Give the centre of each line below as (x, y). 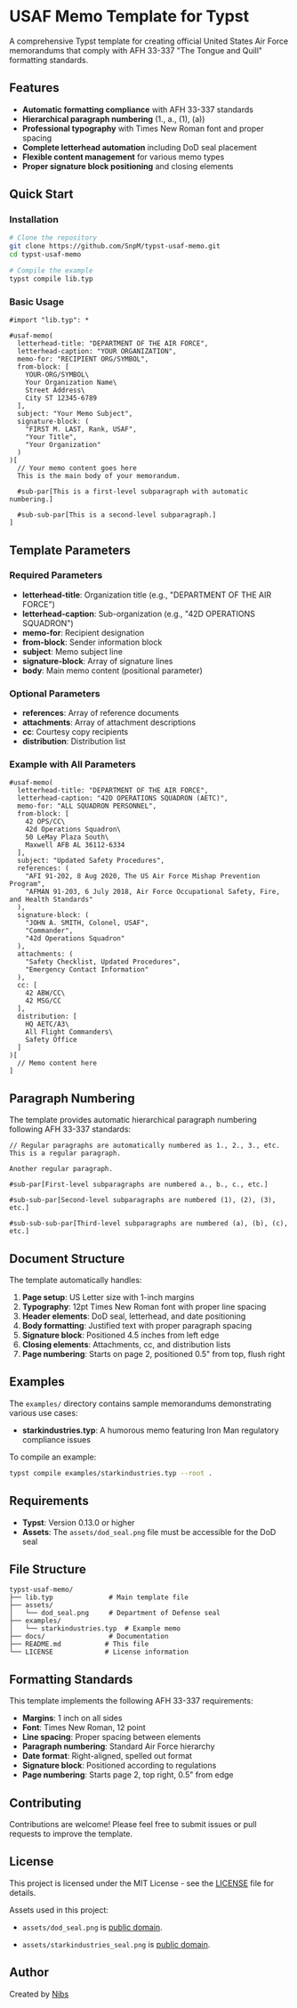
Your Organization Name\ (71, 383)
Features (34, 88)
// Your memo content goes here (77, 468)
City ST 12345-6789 (61, 398)
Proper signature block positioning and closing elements (128, 166)
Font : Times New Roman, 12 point (84, 1728)
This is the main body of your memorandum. (99, 476)
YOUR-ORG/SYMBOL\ (57, 375)
